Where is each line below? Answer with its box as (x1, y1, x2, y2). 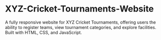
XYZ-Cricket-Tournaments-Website (5, 3, 154, 14)
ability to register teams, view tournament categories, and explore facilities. (5, 24, 157, 30)
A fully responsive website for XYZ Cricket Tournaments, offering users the (5, 19, 156, 25)
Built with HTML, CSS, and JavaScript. (5, 29, 82, 35)
